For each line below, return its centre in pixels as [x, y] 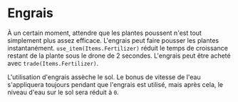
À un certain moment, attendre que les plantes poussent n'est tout [104, 33]
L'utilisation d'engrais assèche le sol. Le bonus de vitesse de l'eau [104, 77]
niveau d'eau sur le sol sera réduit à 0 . [63, 92]
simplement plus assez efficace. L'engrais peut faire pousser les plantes [113, 40]
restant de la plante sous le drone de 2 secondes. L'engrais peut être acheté [119, 56]
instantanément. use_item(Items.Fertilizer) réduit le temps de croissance [118, 48]
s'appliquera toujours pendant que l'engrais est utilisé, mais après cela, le [115, 84]
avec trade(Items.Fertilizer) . [53, 63]
